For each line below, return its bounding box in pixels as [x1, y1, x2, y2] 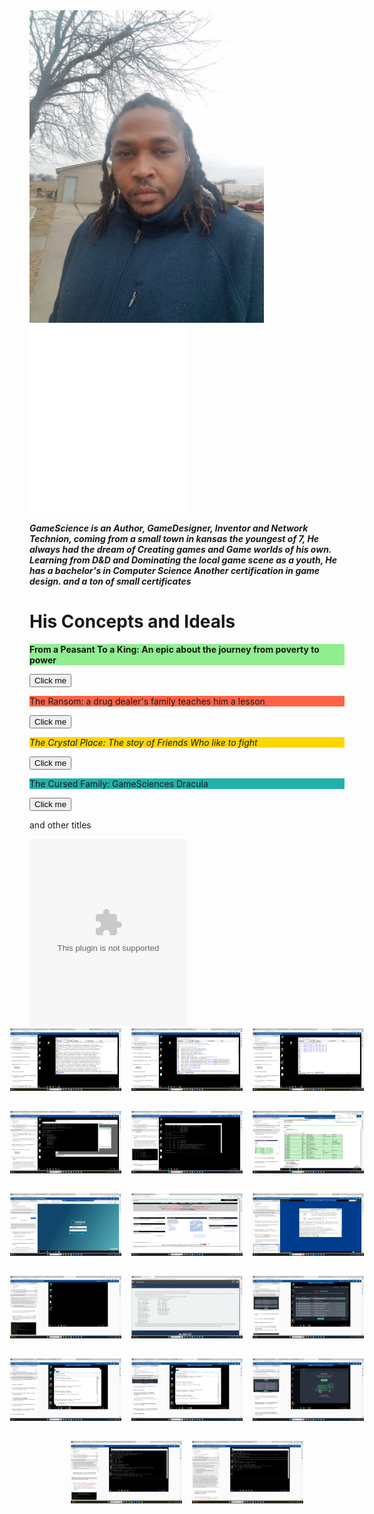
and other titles [29, 819, 92, 831]
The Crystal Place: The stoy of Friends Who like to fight [29, 736, 258, 748]
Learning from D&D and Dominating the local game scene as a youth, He [29, 554, 337, 566]
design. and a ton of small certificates [29, 575, 192, 587]
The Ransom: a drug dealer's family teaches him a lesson [29, 695, 266, 707]
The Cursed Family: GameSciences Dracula [29, 777, 209, 789]
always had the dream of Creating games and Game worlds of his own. [29, 544, 332, 555]
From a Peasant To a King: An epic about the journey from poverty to [29, 643, 320, 655]
